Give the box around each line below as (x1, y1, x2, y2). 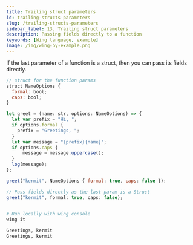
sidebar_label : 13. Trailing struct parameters (6, 25, 129, 32)
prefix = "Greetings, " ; (17, 128, 80, 134)
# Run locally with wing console (6, 211, 91, 217)
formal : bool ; (11, 88, 47, 94)
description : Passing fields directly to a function (6, 31, 142, 38)
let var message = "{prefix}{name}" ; (11, 139, 107, 145)
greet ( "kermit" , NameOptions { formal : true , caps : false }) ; (6, 178, 166, 184)
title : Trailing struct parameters (6, 8, 96, 15)
